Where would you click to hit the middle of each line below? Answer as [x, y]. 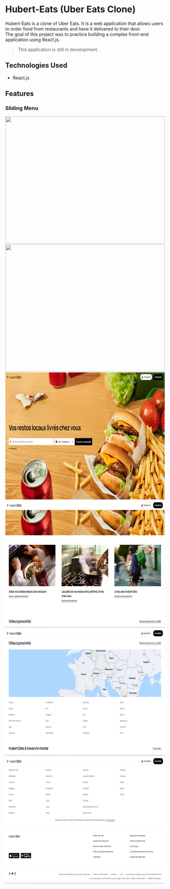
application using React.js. [33, 40]
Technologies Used [36, 65]
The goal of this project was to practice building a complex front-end [77, 34]
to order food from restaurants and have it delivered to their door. [73, 28]
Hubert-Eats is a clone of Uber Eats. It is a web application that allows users [84, 23]
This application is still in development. [58, 49]
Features [19, 94]
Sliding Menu [22, 108]
